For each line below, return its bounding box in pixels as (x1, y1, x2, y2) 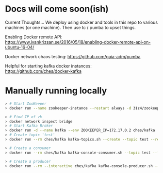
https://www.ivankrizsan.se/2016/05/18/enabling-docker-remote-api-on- (5, 39, 151, 45)
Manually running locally (5, 85, 107, 96)
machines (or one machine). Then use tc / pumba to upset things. (5, 24, 136, 30)
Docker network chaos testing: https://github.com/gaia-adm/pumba (5, 53, 141, 59)
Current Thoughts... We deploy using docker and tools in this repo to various (5, 19, 158, 25)
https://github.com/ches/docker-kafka (5, 68, 81, 74)
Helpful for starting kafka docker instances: (5, 63, 92, 69)
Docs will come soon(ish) (5, 3, 109, 15)
